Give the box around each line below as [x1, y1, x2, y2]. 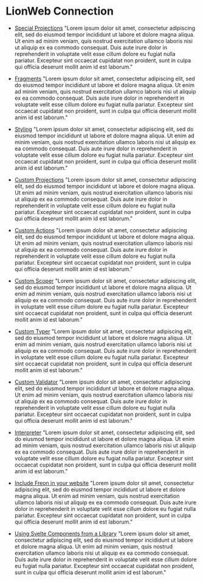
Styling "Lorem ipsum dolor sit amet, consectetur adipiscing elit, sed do [14, 125, 194, 133]
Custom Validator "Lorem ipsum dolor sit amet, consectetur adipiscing [14, 378, 191, 386]
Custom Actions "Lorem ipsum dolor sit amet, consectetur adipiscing [14, 226, 187, 234]
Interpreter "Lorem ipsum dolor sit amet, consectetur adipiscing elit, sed [14, 429, 195, 436]
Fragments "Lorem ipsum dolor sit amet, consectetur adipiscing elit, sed [14, 75, 195, 82]
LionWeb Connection [5, 4, 114, 18]
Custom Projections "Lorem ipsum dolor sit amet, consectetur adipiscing [14, 176, 197, 183]
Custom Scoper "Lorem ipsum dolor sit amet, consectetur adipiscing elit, [14, 277, 197, 284]
